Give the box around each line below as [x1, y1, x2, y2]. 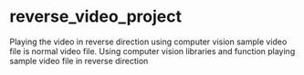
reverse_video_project [9, 6, 183, 27]
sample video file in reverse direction [9, 55, 149, 66]
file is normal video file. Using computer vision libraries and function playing [9, 45, 296, 56]
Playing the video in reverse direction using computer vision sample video [9, 36, 288, 47]
